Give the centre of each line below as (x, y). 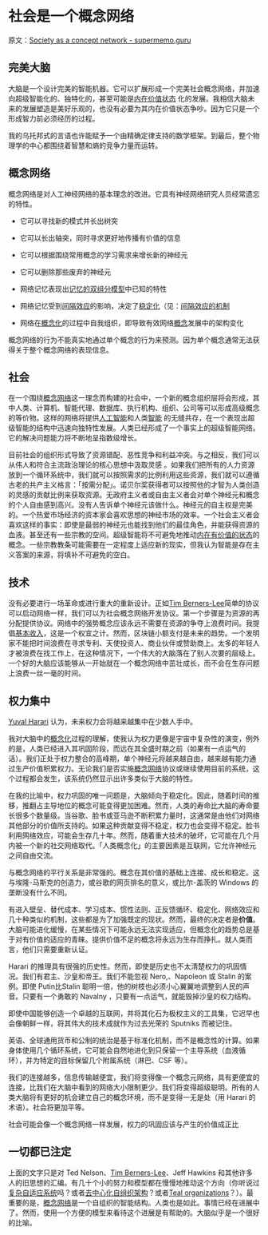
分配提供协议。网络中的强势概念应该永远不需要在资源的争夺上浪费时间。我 (130, 623)
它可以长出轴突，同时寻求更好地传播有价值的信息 (100, 237)
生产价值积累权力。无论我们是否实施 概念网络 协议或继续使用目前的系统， (134, 769)
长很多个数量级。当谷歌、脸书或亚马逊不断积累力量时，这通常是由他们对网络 (134, 815)
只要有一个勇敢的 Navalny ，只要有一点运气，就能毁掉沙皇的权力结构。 (139, 996)
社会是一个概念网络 (71, 16)
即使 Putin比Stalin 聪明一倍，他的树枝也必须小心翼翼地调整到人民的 (132, 986)
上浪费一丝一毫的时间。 (47, 673)
